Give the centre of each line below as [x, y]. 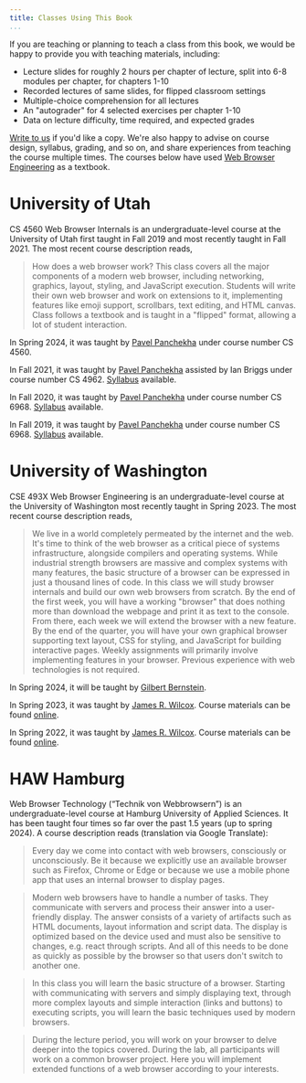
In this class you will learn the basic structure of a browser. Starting [158, 983]
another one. [56, 966]
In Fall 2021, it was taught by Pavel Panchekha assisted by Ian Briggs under [151, 369]
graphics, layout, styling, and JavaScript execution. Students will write [164, 285]
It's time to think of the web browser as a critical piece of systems [156, 543]
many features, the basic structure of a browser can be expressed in [161, 572]
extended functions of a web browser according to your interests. [155, 1069]
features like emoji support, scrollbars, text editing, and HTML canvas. [164, 305]
